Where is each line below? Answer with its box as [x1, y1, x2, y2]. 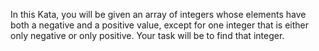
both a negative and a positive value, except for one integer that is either [10, 19, 310, 31]
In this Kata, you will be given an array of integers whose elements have [10, 9, 307, 20]
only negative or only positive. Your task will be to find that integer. [10, 30, 285, 41]
